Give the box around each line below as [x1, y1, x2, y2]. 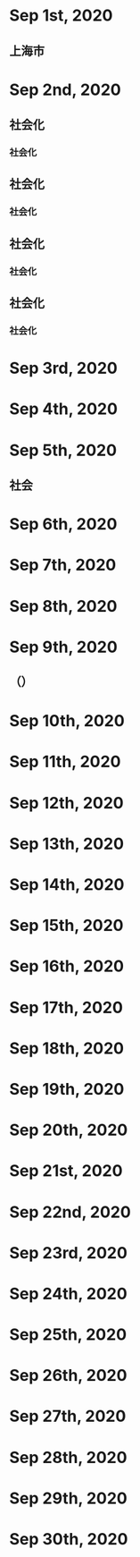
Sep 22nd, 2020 [9, 1202, 131, 1222]
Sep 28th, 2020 [9, 1447, 128, 1468]
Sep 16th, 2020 [9, 956, 125, 977]
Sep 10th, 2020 [9, 711, 125, 732]
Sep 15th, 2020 [9, 916, 124, 935]
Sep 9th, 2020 [9, 637, 118, 657]
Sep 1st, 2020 [9, 5, 113, 26]
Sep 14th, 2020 [9, 875, 125, 895]
